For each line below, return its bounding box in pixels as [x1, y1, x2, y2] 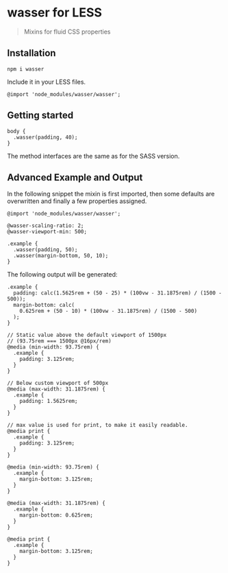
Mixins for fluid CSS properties [23, 27, 111, 36]
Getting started [7, 110, 74, 121]
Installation [7, 47, 56, 59]
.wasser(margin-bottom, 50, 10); [13, 253, 109, 259]
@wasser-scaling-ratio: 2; [7, 222, 84, 229]
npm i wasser [7, 65, 45, 73]
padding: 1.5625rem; [19, 398, 78, 405]
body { [7, 128, 26, 135]
